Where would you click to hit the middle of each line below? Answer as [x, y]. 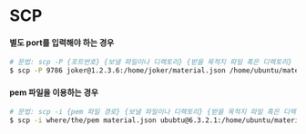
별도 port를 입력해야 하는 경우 [62, 43]
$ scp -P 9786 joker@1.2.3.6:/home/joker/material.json [117, 71]
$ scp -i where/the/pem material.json [83, 120]
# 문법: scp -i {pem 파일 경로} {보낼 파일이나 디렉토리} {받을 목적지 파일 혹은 [144, 112]
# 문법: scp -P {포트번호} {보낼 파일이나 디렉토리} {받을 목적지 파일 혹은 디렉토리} [151, 62]
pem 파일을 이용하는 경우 [54, 92]
